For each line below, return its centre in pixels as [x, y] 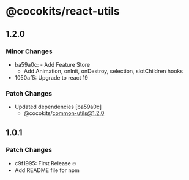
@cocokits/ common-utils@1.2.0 [64, 113]
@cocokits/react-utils [63, 11]
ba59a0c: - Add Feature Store [52, 64]
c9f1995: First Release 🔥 [46, 163]
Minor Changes [29, 51]
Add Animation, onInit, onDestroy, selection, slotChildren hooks [103, 71]
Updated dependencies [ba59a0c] [58, 107]
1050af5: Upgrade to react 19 [51, 77]
